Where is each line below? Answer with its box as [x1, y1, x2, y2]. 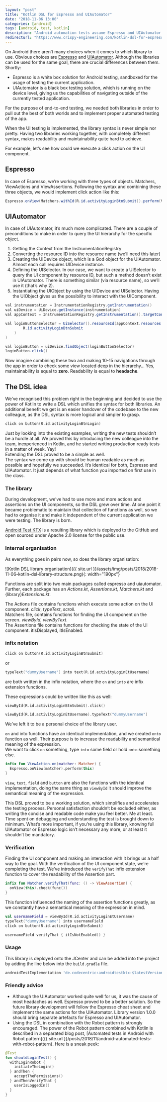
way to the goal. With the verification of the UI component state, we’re [5, 861, 149, 867]
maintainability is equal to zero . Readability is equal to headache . [5, 368, 139, 374]
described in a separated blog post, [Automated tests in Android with [12, 1030, 154, 1036]
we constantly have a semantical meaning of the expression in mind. [5, 904, 146, 910]
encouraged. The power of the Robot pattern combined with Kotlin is [12, 1025, 153, 1031]
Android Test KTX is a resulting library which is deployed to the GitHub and [5, 527, 159, 533]
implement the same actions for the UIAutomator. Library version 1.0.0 [12, 1009, 156, 1015]
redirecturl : [5, 35, 32, 40]
